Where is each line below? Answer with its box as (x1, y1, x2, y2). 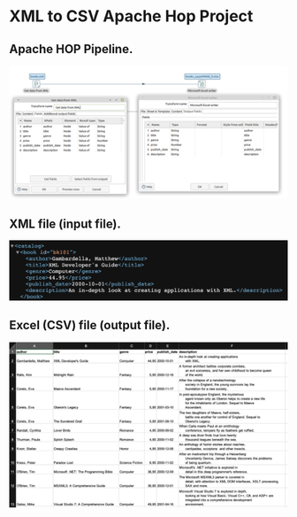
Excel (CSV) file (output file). (9, 318, 171, 333)
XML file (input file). (9, 216, 122, 231)
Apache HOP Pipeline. (9, 42, 133, 57)
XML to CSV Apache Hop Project (9, 6, 254, 27)
